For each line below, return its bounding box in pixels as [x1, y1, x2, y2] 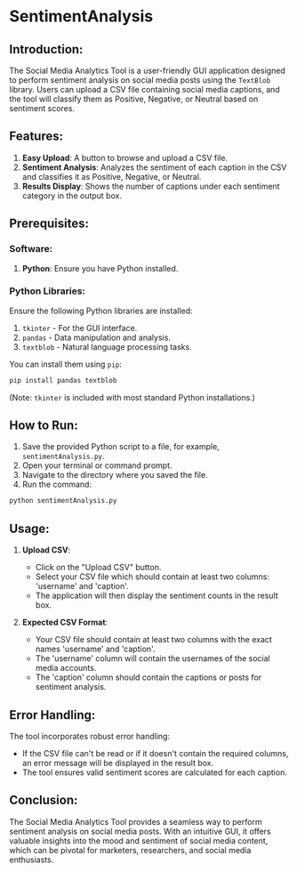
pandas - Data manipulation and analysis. [21, 332, 172, 343]
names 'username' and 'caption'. [35, 643, 156, 655]
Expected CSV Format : [21, 617, 108, 628]
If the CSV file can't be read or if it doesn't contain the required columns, [21, 747, 289, 758]
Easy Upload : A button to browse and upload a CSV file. [21, 152, 229, 163]
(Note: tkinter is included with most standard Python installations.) [9, 392, 256, 402]
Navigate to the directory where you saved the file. [21, 470, 208, 480]
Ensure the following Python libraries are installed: [9, 305, 193, 316]
